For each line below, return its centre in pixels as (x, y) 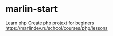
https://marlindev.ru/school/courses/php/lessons (56, 28)
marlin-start (31, 9)
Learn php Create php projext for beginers (50, 23)
